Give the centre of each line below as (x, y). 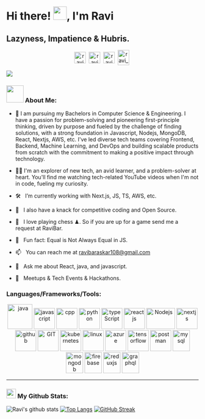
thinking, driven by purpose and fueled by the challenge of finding (98, 127)
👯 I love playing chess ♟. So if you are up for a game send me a (97, 222)
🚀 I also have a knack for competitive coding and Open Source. (96, 210)
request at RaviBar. (39, 228)
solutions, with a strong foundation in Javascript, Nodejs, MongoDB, (101, 133)
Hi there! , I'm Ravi (60, 16)
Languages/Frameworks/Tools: (54, 294)
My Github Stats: (43, 396)
